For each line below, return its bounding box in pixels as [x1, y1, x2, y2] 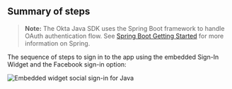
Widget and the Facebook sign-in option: [7, 60, 127, 69]
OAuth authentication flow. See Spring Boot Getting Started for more [24, 32, 224, 40]
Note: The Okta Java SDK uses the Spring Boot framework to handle [24, 24, 225, 32]
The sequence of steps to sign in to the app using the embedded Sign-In [7, 53, 219, 61]
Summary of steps [7, 6, 91, 18]
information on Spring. [24, 39, 91, 48]
